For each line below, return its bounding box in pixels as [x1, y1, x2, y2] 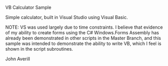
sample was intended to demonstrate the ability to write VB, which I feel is [5, 40, 161, 47]
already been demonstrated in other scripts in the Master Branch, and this [5, 35, 161, 41]
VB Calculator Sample [5, 5, 52, 10]
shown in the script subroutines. [5, 46, 73, 52]
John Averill [5, 56, 30, 62]
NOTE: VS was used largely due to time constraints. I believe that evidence [5, 24, 163, 30]
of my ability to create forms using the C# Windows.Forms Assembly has [5, 30, 159, 35]
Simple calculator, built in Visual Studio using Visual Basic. [5, 14, 128, 20]
